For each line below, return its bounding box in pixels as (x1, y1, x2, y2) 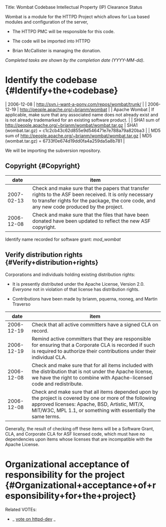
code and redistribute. (32, 380, 83, 387)
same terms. (32, 413, 61, 420)
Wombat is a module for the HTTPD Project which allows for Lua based (5, 14, 150, 19)
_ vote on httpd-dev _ (12, 516, 56, 522)
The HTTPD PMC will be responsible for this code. (12, 29, 115, 34)
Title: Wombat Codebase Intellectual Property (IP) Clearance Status (5, 4, 142, 10)
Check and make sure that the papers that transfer (32, 185, 150, 191)
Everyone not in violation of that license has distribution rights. (12, 286, 140, 292)
